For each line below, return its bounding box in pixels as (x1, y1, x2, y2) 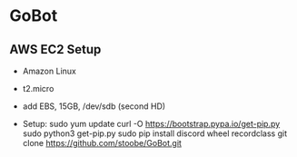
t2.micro (22, 83, 54, 93)
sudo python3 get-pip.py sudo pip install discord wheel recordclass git (22, 128, 288, 139)
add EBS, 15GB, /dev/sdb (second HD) (22, 101, 166, 112)
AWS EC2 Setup (9, 42, 102, 57)
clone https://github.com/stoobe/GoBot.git (22, 138, 182, 148)
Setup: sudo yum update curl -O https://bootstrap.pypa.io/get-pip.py (22, 119, 281, 129)
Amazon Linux (22, 65, 77, 76)
